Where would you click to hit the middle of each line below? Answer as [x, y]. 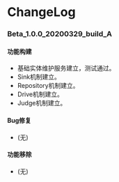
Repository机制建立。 [48, 86]
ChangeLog [41, 12]
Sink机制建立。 [39, 77]
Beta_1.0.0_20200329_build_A [60, 34]
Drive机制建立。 [40, 94]
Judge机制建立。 [42, 103]
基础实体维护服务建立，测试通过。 [66, 68]
